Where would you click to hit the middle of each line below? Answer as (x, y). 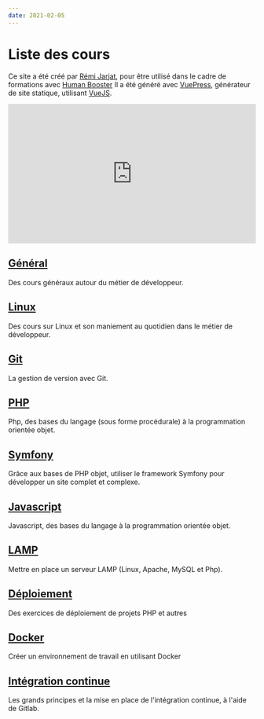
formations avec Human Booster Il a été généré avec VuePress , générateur (130, 84)
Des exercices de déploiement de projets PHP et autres (97, 613)
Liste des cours (59, 54)
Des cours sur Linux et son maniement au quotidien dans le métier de (121, 326)
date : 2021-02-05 (37, 15)
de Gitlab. (24, 709)
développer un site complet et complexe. (74, 482)
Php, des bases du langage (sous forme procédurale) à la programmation (127, 422)
